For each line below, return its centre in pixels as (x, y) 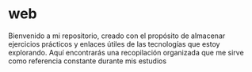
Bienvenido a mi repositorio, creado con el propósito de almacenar (117, 36)
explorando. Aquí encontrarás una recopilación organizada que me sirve (126, 52)
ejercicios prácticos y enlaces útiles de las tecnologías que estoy (114, 44)
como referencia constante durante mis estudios (88, 61)
